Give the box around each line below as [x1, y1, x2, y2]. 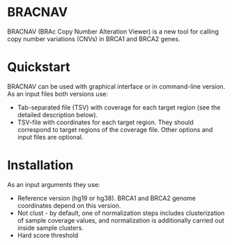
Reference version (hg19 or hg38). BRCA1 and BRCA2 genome [17, 193, 196, 202]
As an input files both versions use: [7, 89, 108, 98]
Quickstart [7, 59, 71, 75]
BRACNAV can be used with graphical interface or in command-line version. [7, 82, 226, 91]
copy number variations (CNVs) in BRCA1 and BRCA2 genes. [7, 34, 180, 43]
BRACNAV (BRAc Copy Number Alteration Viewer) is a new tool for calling [7, 27, 219, 36]
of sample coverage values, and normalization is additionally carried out [17, 216, 224, 224]
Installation [7, 158, 74, 173]
